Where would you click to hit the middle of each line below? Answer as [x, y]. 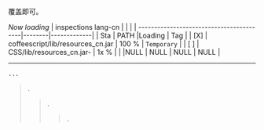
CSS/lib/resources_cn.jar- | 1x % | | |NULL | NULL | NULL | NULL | [114, 52]
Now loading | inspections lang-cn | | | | [72, 27]
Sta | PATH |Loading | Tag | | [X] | [154, 35]
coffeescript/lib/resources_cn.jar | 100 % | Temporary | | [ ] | [104, 44]
